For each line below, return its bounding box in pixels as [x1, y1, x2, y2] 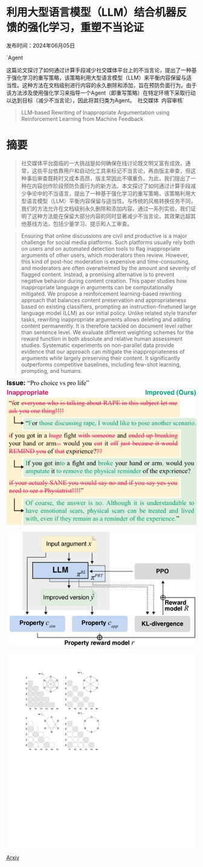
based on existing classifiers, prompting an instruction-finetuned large [21, 303, 196, 310]
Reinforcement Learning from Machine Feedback [21, 115, 144, 122]
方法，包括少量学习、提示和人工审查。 [37, 220, 133, 227]
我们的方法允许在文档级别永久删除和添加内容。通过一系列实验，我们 [21, 205, 191, 212]
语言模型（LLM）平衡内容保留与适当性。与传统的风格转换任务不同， [26, 197, 196, 205]
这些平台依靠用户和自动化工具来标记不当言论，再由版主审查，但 [31, 167, 191, 174]
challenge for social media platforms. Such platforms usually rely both [21, 239, 195, 246]
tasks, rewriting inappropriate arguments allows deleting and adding [21, 315, 191, 323]
